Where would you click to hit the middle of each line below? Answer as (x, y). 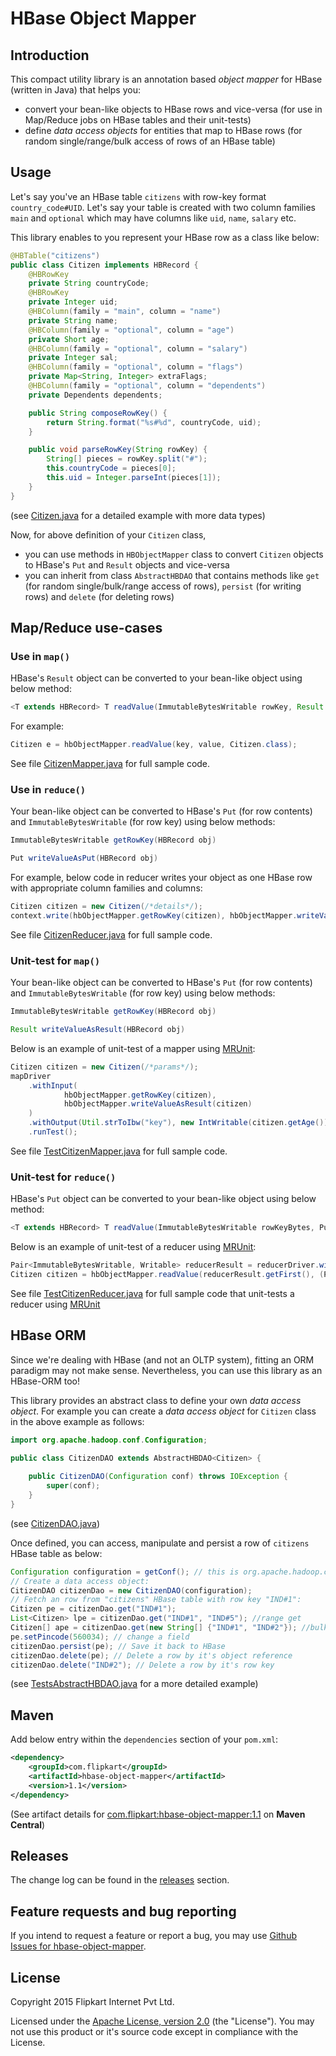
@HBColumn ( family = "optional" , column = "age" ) (131, 330)
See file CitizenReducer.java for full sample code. (111, 934)
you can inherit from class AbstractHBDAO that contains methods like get (172, 575)
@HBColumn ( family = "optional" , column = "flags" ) (136, 367)
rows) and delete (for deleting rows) (99, 596)
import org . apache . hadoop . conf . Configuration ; (109, 1440)
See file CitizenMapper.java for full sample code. (110, 764)
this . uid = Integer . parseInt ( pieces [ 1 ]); (134, 478)
